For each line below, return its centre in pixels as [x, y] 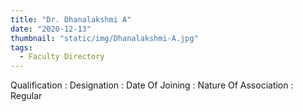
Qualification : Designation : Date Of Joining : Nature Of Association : [152, 85]
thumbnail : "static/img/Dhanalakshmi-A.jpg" [104, 38]
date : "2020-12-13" [51, 29]
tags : [21, 47]
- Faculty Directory [62, 57]
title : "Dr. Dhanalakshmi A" [71, 19]
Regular [26, 96]
